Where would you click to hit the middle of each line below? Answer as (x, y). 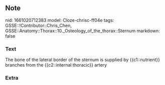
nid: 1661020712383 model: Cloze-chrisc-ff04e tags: (60, 20)
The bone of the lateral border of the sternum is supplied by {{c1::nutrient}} (83, 60)
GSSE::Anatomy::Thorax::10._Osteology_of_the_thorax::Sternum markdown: (82, 31)
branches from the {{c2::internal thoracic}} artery (56, 65)
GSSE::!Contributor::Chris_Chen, (38, 25)
